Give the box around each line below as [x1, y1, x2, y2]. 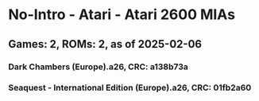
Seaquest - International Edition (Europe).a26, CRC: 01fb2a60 [8, 82, 252, 93]
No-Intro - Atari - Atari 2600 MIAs [8, 6, 236, 24]
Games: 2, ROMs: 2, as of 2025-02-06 [8, 37, 203, 51]
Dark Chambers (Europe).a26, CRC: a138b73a [8, 61, 189, 72]
